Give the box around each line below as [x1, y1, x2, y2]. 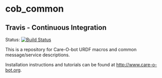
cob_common [5, 3, 64, 15]
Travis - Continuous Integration [5, 23, 107, 32]
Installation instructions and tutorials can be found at [5, 62, 115, 67]
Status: [5, 36, 20, 43]
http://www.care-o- [116, 62, 157, 67]
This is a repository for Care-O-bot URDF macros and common [5, 47, 137, 52]
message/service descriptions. [5, 52, 70, 58]
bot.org [5, 67, 21, 73]
